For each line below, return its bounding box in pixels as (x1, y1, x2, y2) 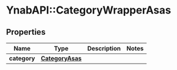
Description (87, 45, 121, 52)
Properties (6, 27, 46, 37)
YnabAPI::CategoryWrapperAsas (6, 4, 172, 17)
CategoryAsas (41, 54, 82, 62)
